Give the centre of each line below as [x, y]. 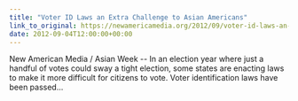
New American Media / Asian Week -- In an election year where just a [137, 59]
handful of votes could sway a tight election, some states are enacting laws [147, 68]
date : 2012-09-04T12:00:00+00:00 [71, 34]
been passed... [36, 87]
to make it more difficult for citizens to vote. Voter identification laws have [144, 78]
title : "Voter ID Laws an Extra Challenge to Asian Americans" [129, 17]
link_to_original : [43, 26]
